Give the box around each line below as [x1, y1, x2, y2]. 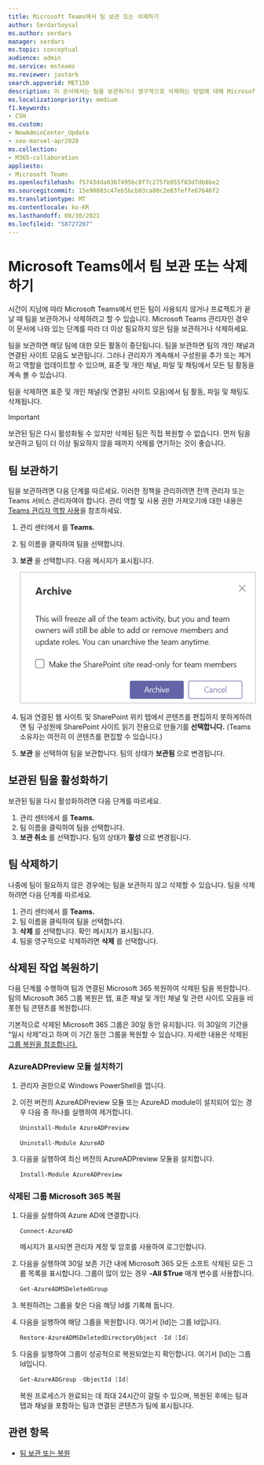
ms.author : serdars [8, 29, 72, 37]
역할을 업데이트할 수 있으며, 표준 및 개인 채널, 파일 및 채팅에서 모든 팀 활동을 [22, 360, 255, 370]
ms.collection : [8, 145, 58, 153]
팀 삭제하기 [8, 858, 59, 871]
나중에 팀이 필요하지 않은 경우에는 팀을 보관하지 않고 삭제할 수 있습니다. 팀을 [8, 880, 241, 889]
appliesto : [8, 162, 44, 170]
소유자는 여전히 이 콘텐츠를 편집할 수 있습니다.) [19, 731, 163, 741]
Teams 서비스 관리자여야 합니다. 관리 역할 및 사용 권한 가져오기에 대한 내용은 [8, 496, 244, 506]
